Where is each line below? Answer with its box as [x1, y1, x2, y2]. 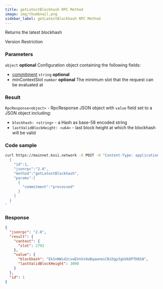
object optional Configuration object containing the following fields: [5, 62, 141, 68]
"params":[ [14, 175, 36, 180]
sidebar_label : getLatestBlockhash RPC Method [5, 16, 101, 21]
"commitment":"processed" [22, 185, 75, 189]
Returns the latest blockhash [5, 30, 62, 35]
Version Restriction [5, 39, 43, 45]
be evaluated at [12, 82, 44, 87]
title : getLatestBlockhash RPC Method [5, 7, 83, 12]
